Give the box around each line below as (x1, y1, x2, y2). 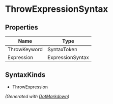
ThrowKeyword (7, 46, 43, 53)
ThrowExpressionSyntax (5, 3, 108, 15)
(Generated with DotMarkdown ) (5, 93, 70, 99)
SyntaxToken (47, 46, 78, 53)
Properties (5, 23, 38, 32)
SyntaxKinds (5, 70, 46, 79)
